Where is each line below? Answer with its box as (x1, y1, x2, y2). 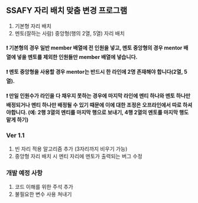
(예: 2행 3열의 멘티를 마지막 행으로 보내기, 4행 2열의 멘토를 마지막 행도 (28, 109, 189, 116)
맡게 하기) (6, 116, 29, 123)
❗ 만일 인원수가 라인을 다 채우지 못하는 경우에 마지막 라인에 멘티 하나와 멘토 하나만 (6, 92, 191, 99)
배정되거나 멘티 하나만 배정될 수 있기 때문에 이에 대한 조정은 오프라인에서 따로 (6, 101, 182, 108)
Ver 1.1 (6, 131, 25, 139)
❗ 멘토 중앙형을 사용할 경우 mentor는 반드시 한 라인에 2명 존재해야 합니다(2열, (6, 68, 183, 75)
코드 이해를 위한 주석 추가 (14, 184, 74, 191)
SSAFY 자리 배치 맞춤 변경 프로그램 (6, 5, 128, 16)
